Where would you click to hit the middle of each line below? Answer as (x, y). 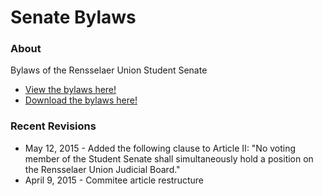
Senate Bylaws (73, 17)
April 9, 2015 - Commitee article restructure (114, 180)
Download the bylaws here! (81, 100)
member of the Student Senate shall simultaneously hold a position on (169, 158)
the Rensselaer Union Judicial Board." (102, 169)
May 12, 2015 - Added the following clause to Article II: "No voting (160, 148)
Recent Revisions (53, 126)
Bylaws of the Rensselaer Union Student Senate (109, 70)
